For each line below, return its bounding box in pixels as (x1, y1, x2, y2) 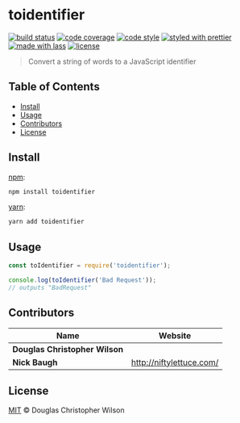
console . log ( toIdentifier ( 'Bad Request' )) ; (8, 276, 157, 284)
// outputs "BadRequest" (8, 283, 92, 291)
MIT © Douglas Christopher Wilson (8, 405, 125, 415)
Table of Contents (8, 80, 101, 94)
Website (158, 329, 192, 341)
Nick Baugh (12, 357, 58, 368)
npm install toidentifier (8, 187, 95, 195)
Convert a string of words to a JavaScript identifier (27, 57, 197, 66)
